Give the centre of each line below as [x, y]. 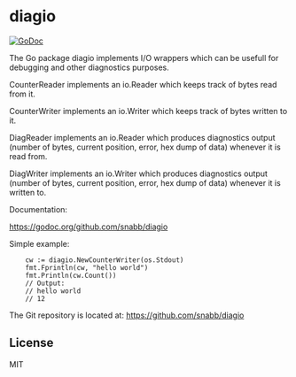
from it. [22, 94]
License [31, 343]
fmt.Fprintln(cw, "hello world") [87, 267]
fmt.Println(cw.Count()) [71, 275]
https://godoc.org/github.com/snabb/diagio [89, 227]
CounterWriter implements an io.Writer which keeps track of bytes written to [148, 111]
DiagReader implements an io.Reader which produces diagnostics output [143, 137]
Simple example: [39, 243]
